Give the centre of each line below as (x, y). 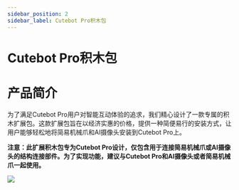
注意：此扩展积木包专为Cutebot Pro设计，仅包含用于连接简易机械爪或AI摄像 (119, 147)
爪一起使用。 (26, 165)
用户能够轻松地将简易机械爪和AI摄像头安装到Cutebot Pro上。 (97, 132)
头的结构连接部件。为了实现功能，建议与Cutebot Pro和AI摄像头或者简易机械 (119, 156)
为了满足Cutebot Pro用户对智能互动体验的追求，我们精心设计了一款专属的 (115, 114)
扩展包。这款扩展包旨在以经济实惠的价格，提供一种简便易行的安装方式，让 (122, 123)
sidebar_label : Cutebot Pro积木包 (57, 21)
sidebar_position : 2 (38, 14)
